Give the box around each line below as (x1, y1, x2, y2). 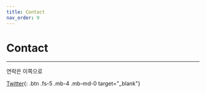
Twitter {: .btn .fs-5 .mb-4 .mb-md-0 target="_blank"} (6, 80, 141, 87)
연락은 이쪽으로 (6, 68, 43, 75)
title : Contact (6, 9, 45, 15)
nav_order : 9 (6, 15, 40, 21)
